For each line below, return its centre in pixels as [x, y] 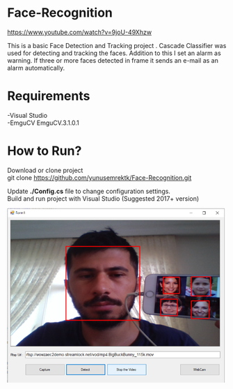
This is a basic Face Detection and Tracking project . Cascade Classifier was [117, 45]
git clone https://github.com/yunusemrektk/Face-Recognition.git [99, 177]
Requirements [49, 96]
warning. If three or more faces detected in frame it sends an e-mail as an [113, 60]
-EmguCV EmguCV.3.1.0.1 [43, 123]
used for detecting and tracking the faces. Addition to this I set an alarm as [114, 53]
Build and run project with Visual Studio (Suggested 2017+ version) [103, 198]
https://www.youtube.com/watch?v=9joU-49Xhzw [79, 32]
